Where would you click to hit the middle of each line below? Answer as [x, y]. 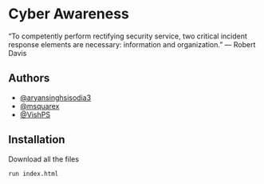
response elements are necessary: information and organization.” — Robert [132, 44]
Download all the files [44, 159]
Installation [37, 140]
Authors [29, 78]
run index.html [33, 174]
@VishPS [35, 114]
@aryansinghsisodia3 [55, 98]
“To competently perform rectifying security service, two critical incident [128, 36]
